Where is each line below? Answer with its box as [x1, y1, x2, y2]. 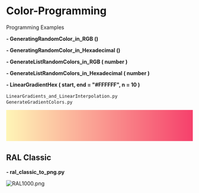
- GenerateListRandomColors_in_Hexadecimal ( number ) [6, 69, 150, 76]
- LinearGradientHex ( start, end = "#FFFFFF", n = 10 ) [6, 81, 140, 88]
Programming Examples [6, 24, 65, 31]
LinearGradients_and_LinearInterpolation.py [6, 93, 118, 99]
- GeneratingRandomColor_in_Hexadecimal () [6, 46, 121, 54]
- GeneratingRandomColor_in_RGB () [6, 35, 99, 42]
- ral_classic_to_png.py [6, 168, 65, 175]
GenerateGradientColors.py [6, 99, 73, 105]
